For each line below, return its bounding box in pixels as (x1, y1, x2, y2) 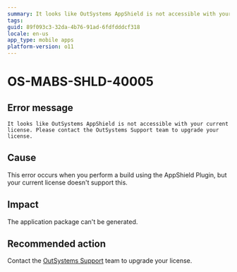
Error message (7, 102, 74, 114)
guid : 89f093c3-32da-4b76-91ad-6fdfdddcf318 (7, 23, 140, 30)
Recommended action (7, 238, 107, 250)
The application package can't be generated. (7, 217, 138, 226)
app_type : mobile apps (7, 37, 74, 44)
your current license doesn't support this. (7, 178, 128, 187)
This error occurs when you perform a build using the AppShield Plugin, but (7, 170, 227, 179)
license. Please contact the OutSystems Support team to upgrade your (7, 126, 219, 134)
